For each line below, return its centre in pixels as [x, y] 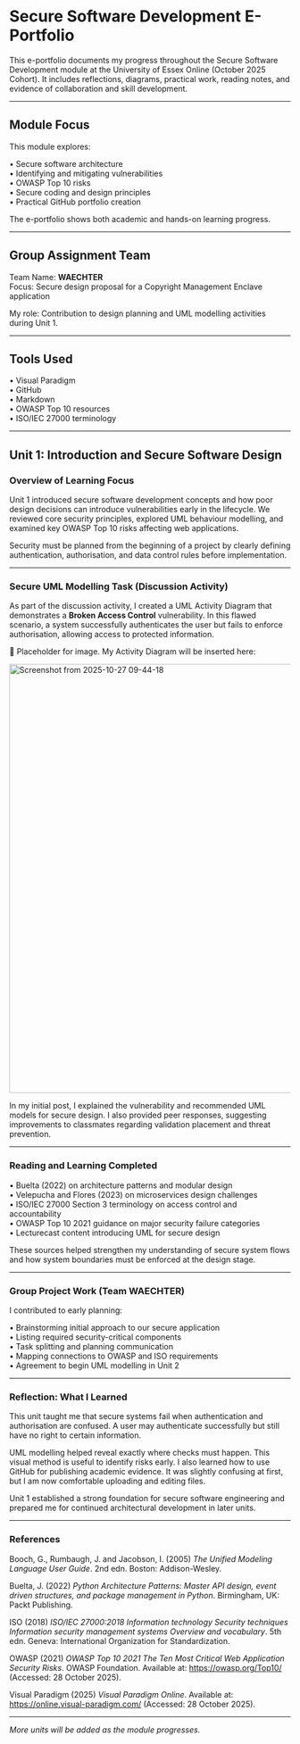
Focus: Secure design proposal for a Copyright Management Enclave [136, 287]
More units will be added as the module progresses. [105, 1730]
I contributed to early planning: [66, 1310]
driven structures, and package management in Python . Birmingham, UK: [144, 1595]
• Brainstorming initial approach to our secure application [115, 1327]
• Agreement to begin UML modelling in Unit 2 [95, 1365]
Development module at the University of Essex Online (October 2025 [137, 70]
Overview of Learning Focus [72, 480]
